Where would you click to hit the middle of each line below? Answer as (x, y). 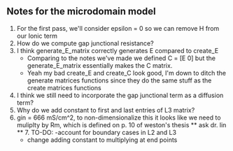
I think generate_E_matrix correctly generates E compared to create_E (118, 50)
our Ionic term (37, 36)
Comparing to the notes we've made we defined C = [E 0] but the (121, 58)
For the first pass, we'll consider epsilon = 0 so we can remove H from (118, 28)
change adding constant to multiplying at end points (102, 140)
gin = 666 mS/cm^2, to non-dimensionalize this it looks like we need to (119, 117)
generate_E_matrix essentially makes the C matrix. (100, 65)
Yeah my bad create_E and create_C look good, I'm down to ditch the (127, 73)
